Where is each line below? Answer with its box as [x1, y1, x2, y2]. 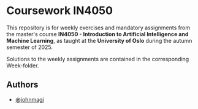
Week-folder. [6, 62, 39, 69]
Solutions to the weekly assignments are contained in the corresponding [6, 55, 189, 62]
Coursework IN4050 [6, 4, 113, 18]
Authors [6, 80, 39, 90]
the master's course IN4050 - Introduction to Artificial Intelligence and [6, 30, 189, 37]
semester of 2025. [6, 43, 53, 51]
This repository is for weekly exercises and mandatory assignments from [6, 24, 191, 31]
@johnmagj [15, 96, 44, 103]
